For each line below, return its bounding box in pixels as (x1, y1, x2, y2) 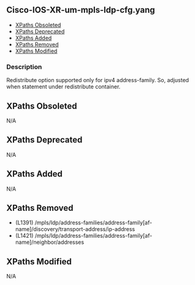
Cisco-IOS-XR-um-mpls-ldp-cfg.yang (6, 5, 155, 15)
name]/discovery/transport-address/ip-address (15, 226, 136, 233)
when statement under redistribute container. (6, 83, 121, 91)
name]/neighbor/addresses (15, 238, 85, 246)
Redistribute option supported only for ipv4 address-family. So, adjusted (6, 77, 189, 84)
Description (6, 63, 42, 71)
